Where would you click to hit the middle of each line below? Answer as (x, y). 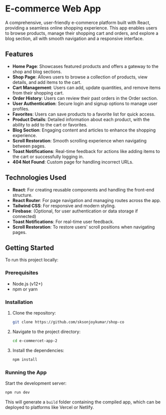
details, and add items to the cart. (47, 82)
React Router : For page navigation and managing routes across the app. (86, 200)
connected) (24, 216)
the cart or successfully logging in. (48, 156)
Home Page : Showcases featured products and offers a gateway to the (85, 66)
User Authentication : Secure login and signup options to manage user (85, 103)
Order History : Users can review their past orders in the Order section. (85, 98)
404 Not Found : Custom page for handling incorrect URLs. (73, 162)
